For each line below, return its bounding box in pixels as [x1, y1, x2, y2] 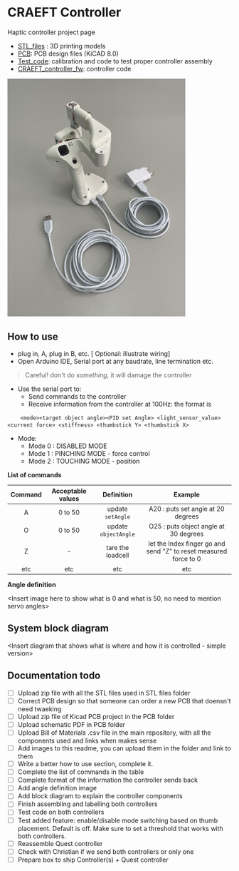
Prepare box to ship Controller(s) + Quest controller [17, 855, 169, 864]
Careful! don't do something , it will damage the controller [24, 371, 192, 380]
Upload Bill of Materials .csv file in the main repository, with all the [17, 728, 211, 737]
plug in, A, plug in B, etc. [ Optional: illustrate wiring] [17, 350, 171, 358]
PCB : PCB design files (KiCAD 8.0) [17, 49, 119, 58]
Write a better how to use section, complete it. [17, 760, 154, 768]
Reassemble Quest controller [17, 839, 103, 847]
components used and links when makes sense [17, 736, 157, 745]
